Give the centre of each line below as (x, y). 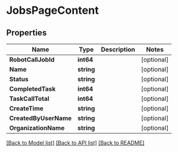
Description (118, 50)
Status (19, 79)
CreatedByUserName (41, 118)
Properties (27, 33)
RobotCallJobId (32, 59)
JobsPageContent (52, 11)
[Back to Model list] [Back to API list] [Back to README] (75, 143)
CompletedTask (33, 89)
